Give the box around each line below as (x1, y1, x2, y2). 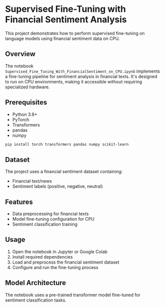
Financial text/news (12, 178, 52, 184)
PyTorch (12, 116, 30, 122)
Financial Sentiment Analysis (5, 14, 127, 25)
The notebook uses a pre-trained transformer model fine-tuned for (5, 292, 140, 298)
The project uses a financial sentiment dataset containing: (5, 169, 123, 175)
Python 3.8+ (12, 111, 38, 117)
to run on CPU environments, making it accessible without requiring (5, 78, 142, 84)
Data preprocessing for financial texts (12, 211, 89, 217)
